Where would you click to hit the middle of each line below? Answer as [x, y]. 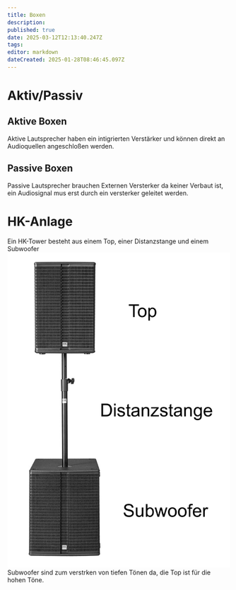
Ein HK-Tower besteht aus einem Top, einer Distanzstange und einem [108, 241]
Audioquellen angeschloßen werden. [61, 146]
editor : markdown [33, 52]
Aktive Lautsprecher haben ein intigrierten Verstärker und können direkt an [116, 139]
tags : [15, 45]
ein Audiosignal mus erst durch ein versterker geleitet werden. [98, 193]
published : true [31, 30]
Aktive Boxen [37, 121]
